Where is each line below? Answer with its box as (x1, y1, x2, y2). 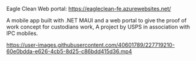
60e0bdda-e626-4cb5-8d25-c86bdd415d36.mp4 (6, 48, 132, 55)
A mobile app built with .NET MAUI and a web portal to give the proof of (6, 17, 187, 24)
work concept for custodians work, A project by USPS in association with (6, 24, 191, 30)
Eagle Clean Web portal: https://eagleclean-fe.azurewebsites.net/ (6, 5, 172, 12)
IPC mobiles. (6, 30, 38, 37)
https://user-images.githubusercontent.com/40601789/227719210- (6, 42, 175, 48)
